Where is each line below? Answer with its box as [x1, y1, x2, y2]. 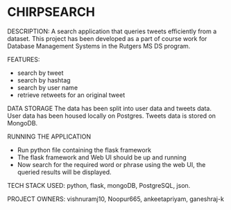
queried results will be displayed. [17, 168, 112, 176]
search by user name [17, 83, 78, 91]
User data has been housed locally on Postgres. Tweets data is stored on [7, 112, 216, 120]
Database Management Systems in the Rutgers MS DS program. [7, 42, 191, 50]
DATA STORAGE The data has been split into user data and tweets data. [7, 104, 212, 112]
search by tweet [17, 69, 64, 77]
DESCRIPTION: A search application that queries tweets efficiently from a [7, 27, 217, 35]
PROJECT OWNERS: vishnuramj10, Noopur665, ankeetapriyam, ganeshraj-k [7, 195, 224, 203]
